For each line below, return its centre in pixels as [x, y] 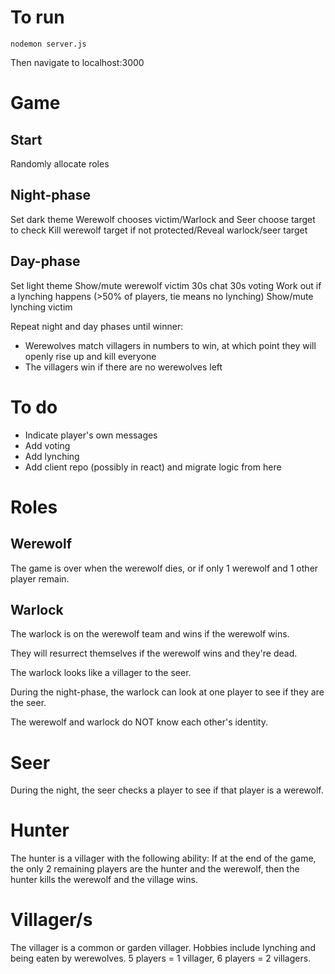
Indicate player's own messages [91, 435]
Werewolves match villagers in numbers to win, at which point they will [170, 345]
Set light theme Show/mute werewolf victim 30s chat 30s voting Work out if [166, 285]
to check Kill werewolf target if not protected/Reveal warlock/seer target [159, 230]
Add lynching [52, 456]
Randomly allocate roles [60, 163]
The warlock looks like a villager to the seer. [101, 673]
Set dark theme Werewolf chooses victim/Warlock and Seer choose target [163, 219]
